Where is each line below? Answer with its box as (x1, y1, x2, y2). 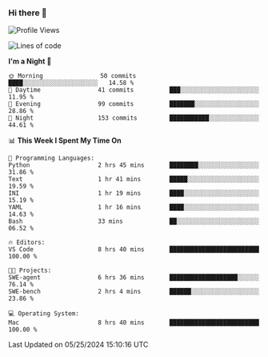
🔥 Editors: (8, 238, 46, 247)
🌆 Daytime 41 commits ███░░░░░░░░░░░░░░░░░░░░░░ (8, 86, 260, 95)
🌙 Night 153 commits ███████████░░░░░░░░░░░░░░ (8, 114, 260, 123)
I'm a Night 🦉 (8, 56, 52, 67)
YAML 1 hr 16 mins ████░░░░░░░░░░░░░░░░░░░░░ (8, 204, 260, 212)
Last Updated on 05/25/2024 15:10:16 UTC (8, 340, 149, 350)
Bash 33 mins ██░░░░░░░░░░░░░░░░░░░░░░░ (8, 217, 260, 225)
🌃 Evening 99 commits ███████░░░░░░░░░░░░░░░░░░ (8, 100, 260, 108)
